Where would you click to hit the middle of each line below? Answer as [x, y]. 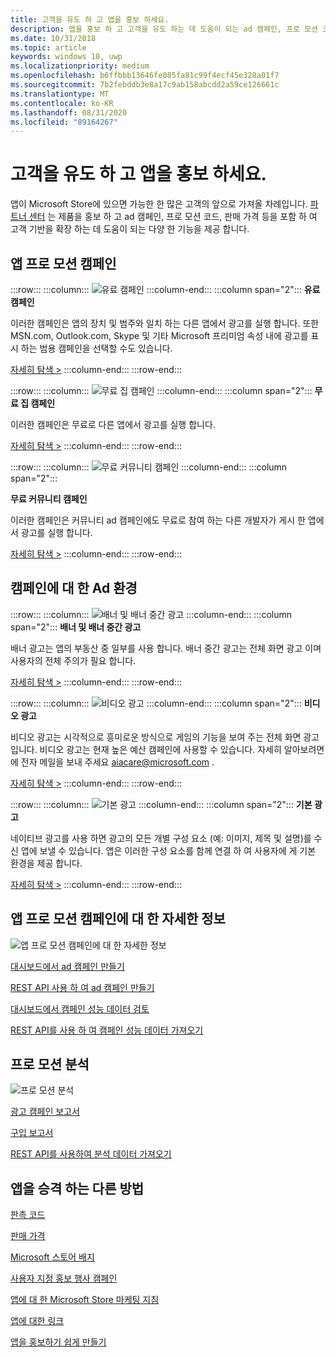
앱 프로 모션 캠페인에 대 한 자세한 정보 [118, 919]
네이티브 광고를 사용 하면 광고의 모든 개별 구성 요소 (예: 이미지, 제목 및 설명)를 [161, 838]
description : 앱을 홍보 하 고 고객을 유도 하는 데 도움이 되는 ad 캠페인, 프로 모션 [164, 29]
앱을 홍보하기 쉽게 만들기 [58, 1342]
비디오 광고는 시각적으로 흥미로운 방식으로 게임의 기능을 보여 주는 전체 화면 [156, 737]
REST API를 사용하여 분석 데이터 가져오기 [91, 1154]
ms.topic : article [48, 47]
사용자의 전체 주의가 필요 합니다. [73, 660]
